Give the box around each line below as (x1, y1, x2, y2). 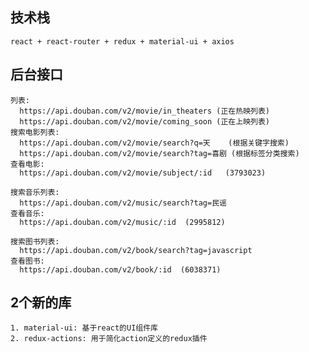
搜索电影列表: (10, 127, 60, 137)
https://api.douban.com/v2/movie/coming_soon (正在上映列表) (19, 116, 270, 127)
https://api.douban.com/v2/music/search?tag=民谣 (19, 198, 227, 208)
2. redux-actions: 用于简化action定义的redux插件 (10, 334, 208, 344)
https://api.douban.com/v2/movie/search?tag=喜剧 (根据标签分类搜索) (19, 148, 300, 158)
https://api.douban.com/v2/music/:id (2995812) (19, 217, 226, 227)
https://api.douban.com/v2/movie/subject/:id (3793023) (19, 168, 267, 178)
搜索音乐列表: (10, 187, 60, 197)
